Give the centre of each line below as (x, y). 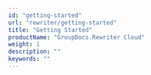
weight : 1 (24, 45)
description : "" (34, 52)
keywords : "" (29, 59)
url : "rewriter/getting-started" (63, 23)
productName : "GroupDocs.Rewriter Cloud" (77, 37)
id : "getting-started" (45, 15)
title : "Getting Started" (50, 30)
